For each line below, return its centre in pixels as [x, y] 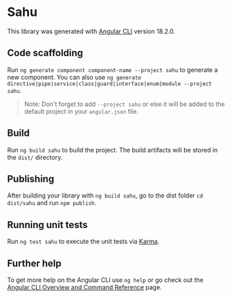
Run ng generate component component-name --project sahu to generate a [113, 69]
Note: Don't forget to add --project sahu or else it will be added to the [124, 104]
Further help [35, 263]
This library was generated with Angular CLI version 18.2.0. [91, 31]
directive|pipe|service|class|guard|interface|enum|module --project [110, 84]
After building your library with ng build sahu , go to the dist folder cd [105, 195]
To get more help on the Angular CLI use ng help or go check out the [105, 280]
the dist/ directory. [35, 157]
